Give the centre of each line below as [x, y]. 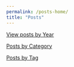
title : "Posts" [25, 17]
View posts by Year [30, 34]
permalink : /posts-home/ [37, 12]
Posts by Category [29, 46]
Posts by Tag [22, 57]
